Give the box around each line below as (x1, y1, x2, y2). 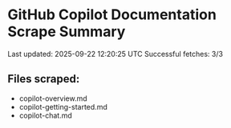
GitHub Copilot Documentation (7, 6, 217, 24)
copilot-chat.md (18, 110, 73, 120)
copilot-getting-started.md (18, 102, 107, 111)
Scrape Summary (7, 22, 126, 41)
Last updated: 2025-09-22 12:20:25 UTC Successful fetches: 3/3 (7, 49, 224, 58)
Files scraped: (7, 72, 80, 86)
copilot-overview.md (18, 94, 87, 103)
